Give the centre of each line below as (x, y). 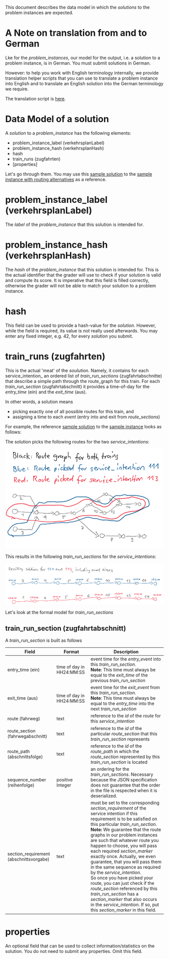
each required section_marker (121, 851)
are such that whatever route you (125, 840)
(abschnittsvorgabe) (28, 859)
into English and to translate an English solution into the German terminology (84, 83)
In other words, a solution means (39, 402)
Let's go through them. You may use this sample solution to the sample (79, 174)
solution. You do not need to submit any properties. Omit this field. (74, 951)
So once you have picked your (122, 878)
